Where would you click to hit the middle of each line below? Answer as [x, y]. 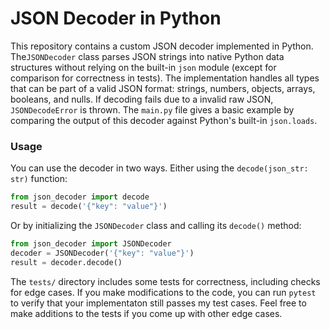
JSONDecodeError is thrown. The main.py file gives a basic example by [152, 109]
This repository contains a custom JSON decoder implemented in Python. [162, 46]
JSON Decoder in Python [116, 18]
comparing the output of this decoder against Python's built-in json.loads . [164, 120]
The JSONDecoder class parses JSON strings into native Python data [147, 56]
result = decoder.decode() [66, 262]
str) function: [39, 179]
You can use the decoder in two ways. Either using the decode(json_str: [159, 168]
